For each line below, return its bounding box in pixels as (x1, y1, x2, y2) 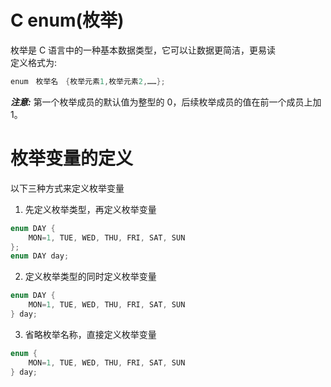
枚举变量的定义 (10, 147, 134, 170)
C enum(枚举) (10, 9, 125, 32)
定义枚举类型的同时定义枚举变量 (24, 271, 157, 283)
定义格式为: (10, 56, 58, 68)
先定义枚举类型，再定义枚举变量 (24, 203, 157, 215)
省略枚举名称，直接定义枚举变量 (24, 328, 157, 340)
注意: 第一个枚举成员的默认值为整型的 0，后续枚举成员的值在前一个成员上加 (10, 96, 322, 108)
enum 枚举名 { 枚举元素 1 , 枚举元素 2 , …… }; (10, 76, 166, 86)
